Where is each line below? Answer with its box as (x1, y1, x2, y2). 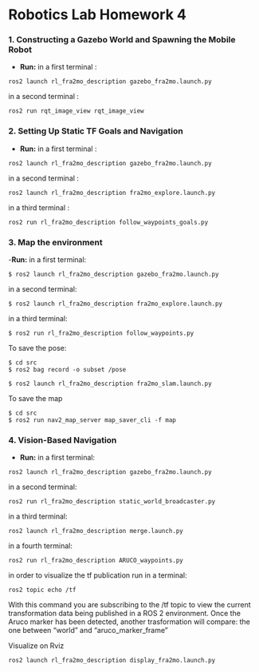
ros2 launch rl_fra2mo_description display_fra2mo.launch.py (8, 657, 216, 665)
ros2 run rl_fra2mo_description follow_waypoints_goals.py (8, 218, 209, 226)
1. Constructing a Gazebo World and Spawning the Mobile (8, 34, 237, 46)
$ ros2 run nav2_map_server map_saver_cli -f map (8, 416, 177, 424)
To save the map (8, 394, 63, 404)
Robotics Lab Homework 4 (8, 6, 187, 24)
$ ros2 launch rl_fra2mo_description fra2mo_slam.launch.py (8, 380, 213, 388)
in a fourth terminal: (8, 541, 73, 551)
